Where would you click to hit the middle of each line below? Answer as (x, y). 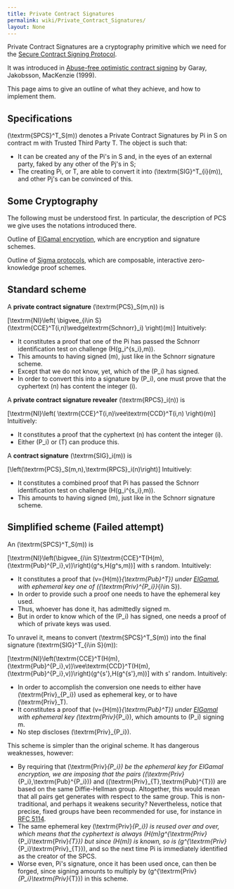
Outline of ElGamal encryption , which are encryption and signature (104, 239)
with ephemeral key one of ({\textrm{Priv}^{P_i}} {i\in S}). (99, 586)
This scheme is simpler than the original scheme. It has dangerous (103, 745)
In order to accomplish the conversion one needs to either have (109, 687)
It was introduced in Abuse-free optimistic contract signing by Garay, (107, 68)
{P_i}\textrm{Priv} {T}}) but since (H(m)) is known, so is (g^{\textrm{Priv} (122, 841)
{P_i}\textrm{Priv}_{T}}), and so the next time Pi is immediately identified (122, 848)
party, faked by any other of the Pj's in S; (77, 164)
